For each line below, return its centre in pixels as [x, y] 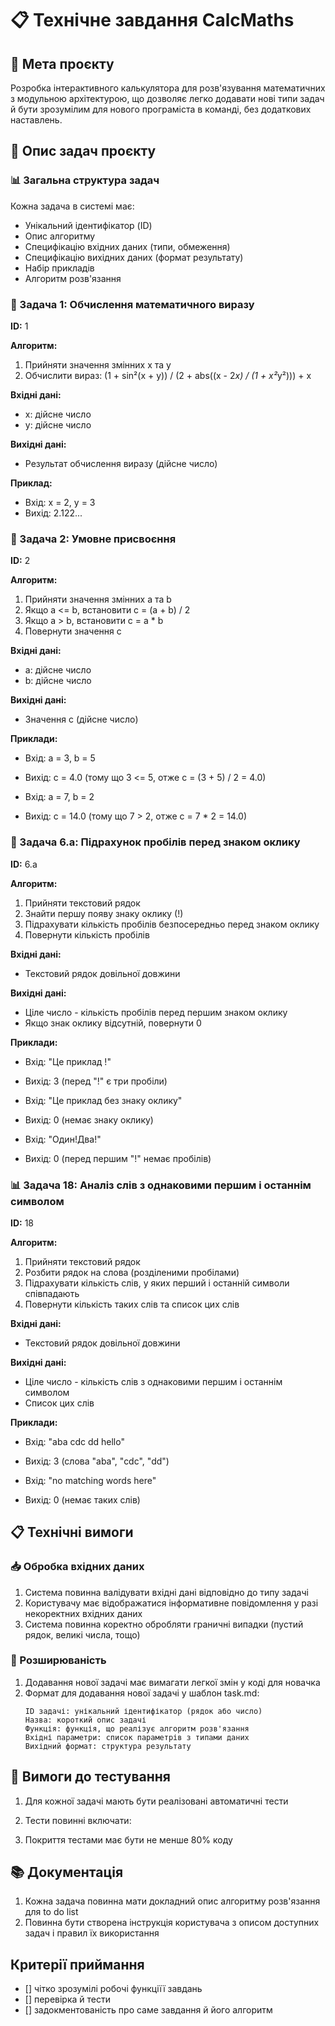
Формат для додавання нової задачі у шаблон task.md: [142, 1693]
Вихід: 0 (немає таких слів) [82, 1499]
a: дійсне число [58, 670]
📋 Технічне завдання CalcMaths [152, 20]
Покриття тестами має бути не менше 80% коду [128, 1839]
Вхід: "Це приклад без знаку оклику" [103, 1100]
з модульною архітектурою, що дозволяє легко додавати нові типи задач [167, 98]
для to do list [51, 1912]
